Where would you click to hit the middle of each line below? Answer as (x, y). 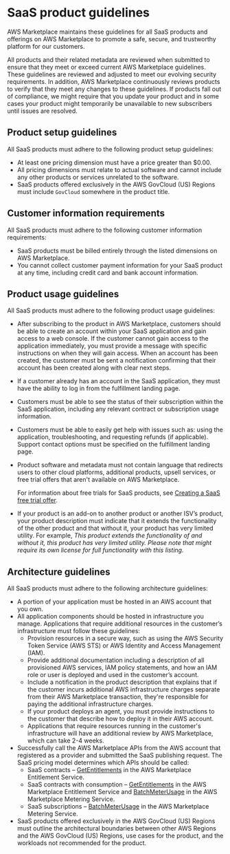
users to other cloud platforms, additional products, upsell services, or (116, 472)
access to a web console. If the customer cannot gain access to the (113, 339)
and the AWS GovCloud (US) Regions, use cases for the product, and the (120, 836)
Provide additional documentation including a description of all (116, 660)
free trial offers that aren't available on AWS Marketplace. (98, 480)
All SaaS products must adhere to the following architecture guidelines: (107, 588)
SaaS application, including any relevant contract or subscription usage (118, 409)
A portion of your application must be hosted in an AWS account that (114, 602)
